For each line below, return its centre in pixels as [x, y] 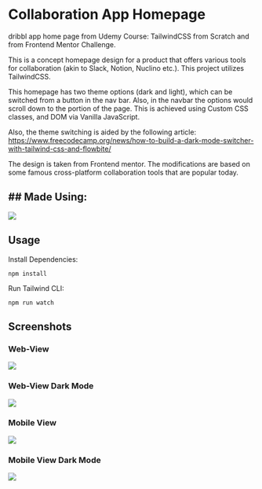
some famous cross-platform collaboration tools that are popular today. [124, 172]
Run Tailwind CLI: [36, 288]
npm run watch [31, 303]
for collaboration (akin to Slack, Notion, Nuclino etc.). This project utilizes [126, 68]
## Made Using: [48, 197]
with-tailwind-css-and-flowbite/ [60, 149]
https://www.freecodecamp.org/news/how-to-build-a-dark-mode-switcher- [131, 140]
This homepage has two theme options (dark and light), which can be [120, 91]
